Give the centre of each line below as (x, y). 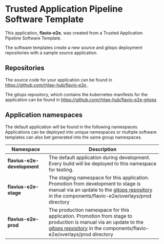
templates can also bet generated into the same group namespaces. (74, 137)
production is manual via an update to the (96, 222)
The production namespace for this (89, 210)
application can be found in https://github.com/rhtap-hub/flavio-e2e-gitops (81, 100)
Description (102, 149)
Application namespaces (44, 115)
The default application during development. (99, 157)
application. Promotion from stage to (91, 216)
